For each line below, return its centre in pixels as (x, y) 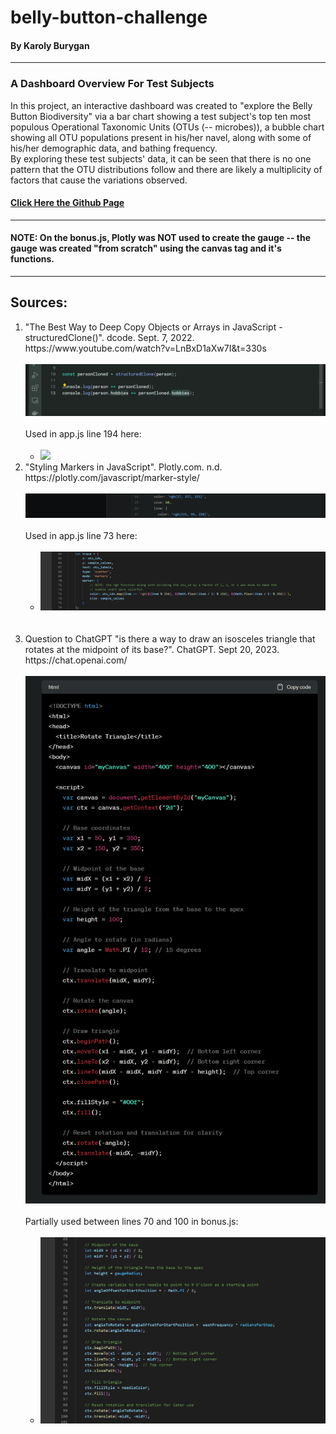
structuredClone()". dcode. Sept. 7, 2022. (109, 337)
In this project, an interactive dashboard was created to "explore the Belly (161, 105)
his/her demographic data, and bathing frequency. (114, 148)
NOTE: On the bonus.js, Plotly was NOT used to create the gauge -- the (161, 238)
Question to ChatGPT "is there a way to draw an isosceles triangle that (170, 639)
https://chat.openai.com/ (76, 660)
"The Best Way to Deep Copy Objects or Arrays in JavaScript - (153, 327)
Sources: (39, 302)
